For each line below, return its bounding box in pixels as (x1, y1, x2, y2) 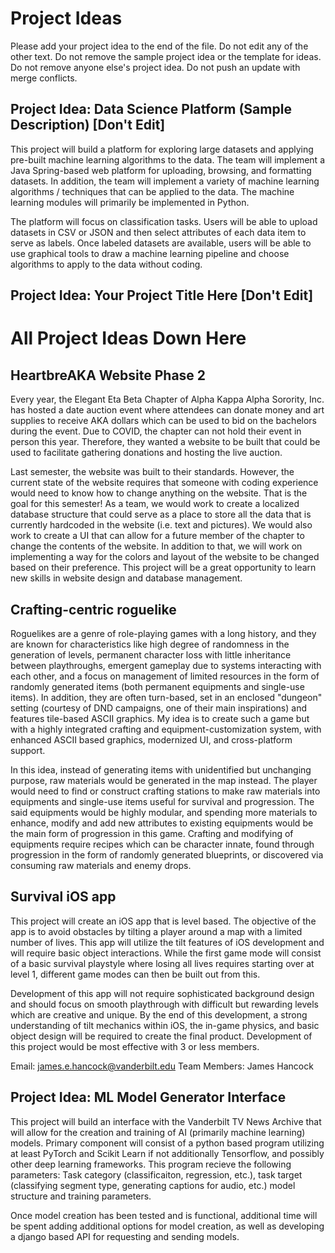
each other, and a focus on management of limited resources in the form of (10, 670, 320, 682)
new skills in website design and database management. (10, 572, 243, 584)
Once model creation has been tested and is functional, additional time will (10, 1209, 318, 1221)
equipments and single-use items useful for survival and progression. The (10, 795, 315, 807)
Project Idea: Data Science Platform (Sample (10, 101, 292, 118)
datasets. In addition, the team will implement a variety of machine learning (10, 175, 320, 187)
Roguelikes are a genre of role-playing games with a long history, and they (10, 627, 317, 639)
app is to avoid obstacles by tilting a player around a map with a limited (10, 925, 303, 937)
